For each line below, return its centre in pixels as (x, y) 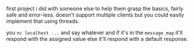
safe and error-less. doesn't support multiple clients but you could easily (95, 15)
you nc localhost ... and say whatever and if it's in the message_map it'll (94, 33)
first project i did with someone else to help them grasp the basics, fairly (95, 9)
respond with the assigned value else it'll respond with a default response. (97, 39)
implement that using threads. (43, 21)
